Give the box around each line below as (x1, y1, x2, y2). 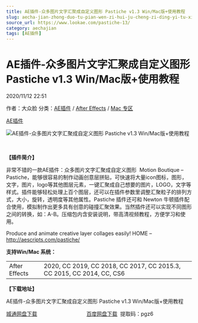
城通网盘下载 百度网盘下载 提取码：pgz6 (6, 311, 154, 318)
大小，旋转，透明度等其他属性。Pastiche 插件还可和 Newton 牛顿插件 (16, 196, 184, 203)
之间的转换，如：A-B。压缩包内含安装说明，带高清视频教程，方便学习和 (6, 211, 181, 218)
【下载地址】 (6, 285, 37, 292)
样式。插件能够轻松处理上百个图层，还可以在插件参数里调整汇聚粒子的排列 (6, 188, 187, 195)
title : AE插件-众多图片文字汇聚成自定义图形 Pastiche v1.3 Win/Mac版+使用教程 (6, 8, 186, 15)
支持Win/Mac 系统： (6, 249, 57, 256)
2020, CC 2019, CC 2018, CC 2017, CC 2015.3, (43, 262, 181, 270)
